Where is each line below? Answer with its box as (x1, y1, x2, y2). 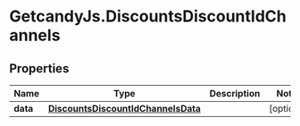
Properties (9, 61, 70, 76)
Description (209, 88, 261, 99)
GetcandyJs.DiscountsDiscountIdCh (9, 6, 287, 27)
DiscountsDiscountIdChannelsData (47, 103, 201, 114)
